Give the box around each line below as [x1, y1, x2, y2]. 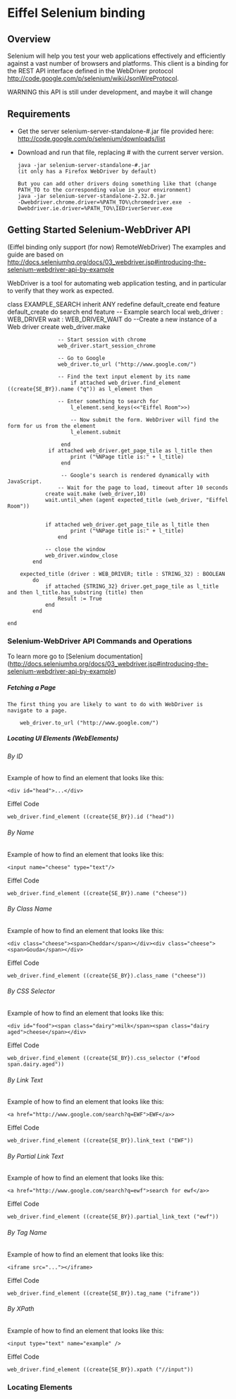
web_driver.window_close [44, 552, 118, 559]
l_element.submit [70, 429, 121, 436]
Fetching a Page [7, 683, 56, 691]
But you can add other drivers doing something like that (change [17, 180, 217, 187]
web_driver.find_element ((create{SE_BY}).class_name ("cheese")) [7, 972, 206, 979]
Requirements [7, 108, 70, 121]
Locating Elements [7, 1382, 73, 1392]
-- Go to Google [57, 355, 106, 362]
